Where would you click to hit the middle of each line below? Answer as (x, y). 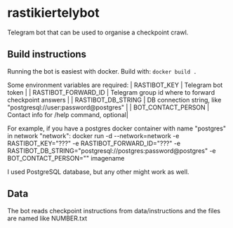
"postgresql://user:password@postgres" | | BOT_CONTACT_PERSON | (108, 107)
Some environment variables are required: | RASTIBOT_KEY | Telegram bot (115, 85)
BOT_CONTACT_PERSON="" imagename (66, 158)
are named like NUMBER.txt (47, 218)
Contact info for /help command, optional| (68, 114)
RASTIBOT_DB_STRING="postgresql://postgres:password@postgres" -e (112, 150)
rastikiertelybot (53, 13)
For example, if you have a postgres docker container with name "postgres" (117, 128)
